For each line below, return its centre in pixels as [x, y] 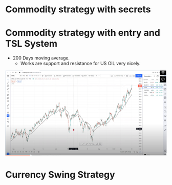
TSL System [31, 44]
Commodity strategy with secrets [78, 9]
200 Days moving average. [41, 58]
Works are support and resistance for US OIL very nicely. [80, 64]
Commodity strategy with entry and [83, 33]
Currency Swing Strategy [60, 174]
